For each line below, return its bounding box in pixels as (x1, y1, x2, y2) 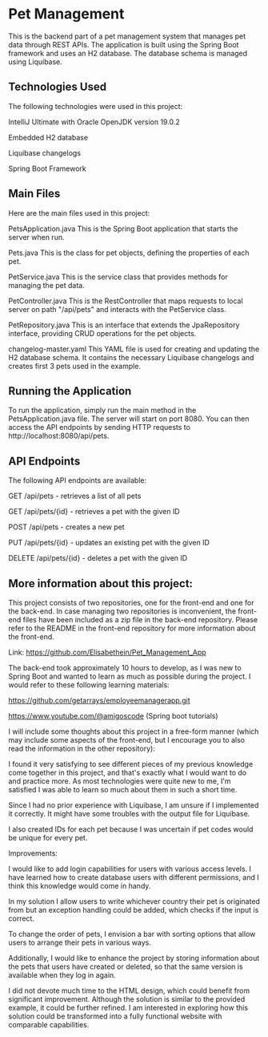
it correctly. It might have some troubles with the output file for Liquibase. (8, 809, 250, 818)
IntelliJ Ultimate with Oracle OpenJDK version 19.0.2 (8, 117, 180, 127)
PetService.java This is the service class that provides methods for (8, 272, 228, 282)
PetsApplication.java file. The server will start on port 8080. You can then (8, 414, 250, 423)
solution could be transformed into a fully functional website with (8, 1011, 222, 1021)
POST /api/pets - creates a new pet (8, 522, 126, 532)
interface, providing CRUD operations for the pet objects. (8, 328, 197, 338)
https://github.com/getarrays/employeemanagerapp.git (8, 695, 190, 705)
